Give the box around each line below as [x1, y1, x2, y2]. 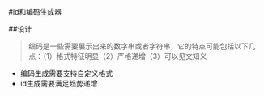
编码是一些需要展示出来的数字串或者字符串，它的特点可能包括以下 [28, 41, 249, 51]
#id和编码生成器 [8, 7, 62, 16]
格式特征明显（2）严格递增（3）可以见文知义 [56, 52, 207, 61]
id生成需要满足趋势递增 [19, 79, 98, 88]
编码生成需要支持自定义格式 [19, 69, 113, 78]
